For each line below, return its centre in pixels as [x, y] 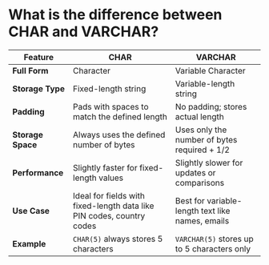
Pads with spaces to [111, 106]
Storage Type [39, 88]
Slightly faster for [105, 167]
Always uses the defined [119, 135]
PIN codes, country [109, 215]
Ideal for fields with [109, 195]
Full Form [30, 70]
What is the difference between [115, 15]
